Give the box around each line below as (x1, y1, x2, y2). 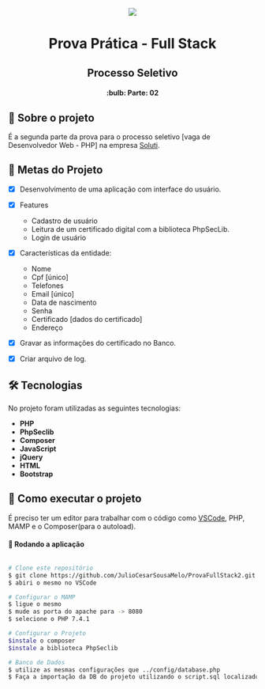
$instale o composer (8, 637, 77, 645)
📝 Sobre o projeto (8, 111, 95, 124)
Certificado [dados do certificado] (31, 314, 143, 324)
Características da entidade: (19, 248, 112, 257)
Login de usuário (31, 233, 87, 242)
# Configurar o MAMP (8, 593, 77, 601)
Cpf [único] (31, 272, 69, 282)
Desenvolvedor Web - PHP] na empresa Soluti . (8, 140, 160, 150)
